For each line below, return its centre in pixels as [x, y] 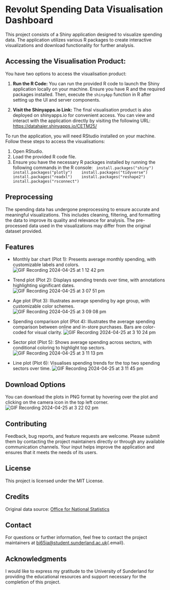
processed [17, 225]
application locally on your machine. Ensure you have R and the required [89, 89]
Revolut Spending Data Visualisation [84, 9]
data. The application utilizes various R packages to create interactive [78, 40]
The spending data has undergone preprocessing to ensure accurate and [82, 209]
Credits [17, 497]
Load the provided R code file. [44, 156]
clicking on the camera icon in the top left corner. [57, 403]
